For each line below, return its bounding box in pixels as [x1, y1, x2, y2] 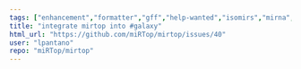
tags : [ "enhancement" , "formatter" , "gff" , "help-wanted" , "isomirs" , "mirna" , [9, 13, 295, 22]
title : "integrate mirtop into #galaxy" [9, 22, 163, 30]
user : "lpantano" [9, 38, 74, 47]
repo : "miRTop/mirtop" [9, 47, 94, 56]
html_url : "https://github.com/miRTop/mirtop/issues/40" [9, 30, 227, 39]
